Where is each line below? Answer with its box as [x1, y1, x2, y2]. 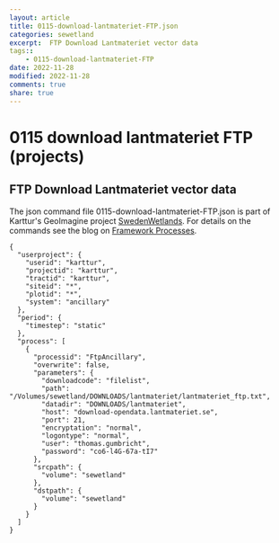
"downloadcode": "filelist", [41, 376, 151, 385]
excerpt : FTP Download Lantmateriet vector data [9, 38, 199, 48]
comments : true [9, 80, 66, 89]
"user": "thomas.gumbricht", [41, 439, 151, 448]
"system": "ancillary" [25, 298, 110, 307]
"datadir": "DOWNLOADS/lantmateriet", [41, 399, 187, 409]
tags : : [9, 47, 34, 56]
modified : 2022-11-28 [9, 72, 91, 81]
